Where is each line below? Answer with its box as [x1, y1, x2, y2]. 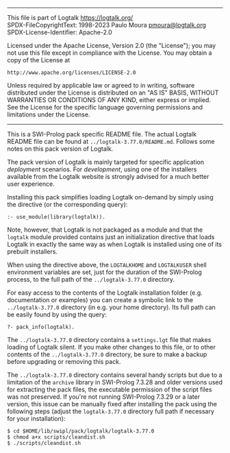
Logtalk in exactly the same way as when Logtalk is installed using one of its [7, 241, 222, 248]
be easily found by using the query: [7, 310, 107, 319]
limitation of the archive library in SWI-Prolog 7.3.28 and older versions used [7, 378, 223, 386]
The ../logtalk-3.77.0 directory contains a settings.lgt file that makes [7, 336, 212, 343]
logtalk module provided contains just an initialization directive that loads [7, 233, 215, 241]
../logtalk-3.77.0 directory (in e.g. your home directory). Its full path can [7, 303, 216, 311]
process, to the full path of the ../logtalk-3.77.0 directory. [7, 276, 175, 283]
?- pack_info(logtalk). [7, 323, 75, 330]
